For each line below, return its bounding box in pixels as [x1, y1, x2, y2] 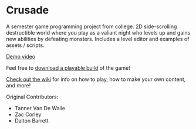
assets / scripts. [6, 42, 45, 49]
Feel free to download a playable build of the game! [6, 64, 131, 71]
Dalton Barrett [14, 117, 49, 124]
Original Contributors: [6, 93, 59, 100]
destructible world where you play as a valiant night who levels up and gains [6, 29, 191, 36]
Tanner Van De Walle [14, 104, 66, 111]
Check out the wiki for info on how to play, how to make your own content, [6, 76, 186, 83]
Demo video [6, 53, 36, 60]
